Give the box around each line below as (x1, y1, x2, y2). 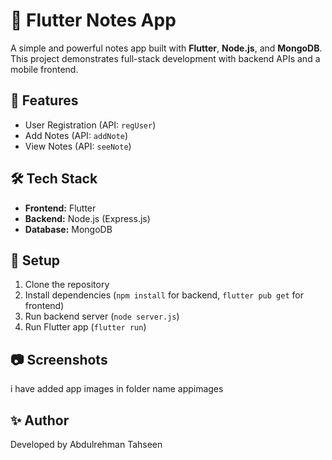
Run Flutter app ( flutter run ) (24, 321, 147, 333)
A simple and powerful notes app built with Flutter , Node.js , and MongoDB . (10, 42, 323, 54)
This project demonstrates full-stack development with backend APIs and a (10, 52, 321, 64)
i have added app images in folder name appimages (10, 383, 224, 395)
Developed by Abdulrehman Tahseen (10, 439, 163, 450)
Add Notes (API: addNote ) (24, 129, 129, 141)
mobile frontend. (10, 63, 79, 75)
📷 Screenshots (10, 351, 108, 368)
